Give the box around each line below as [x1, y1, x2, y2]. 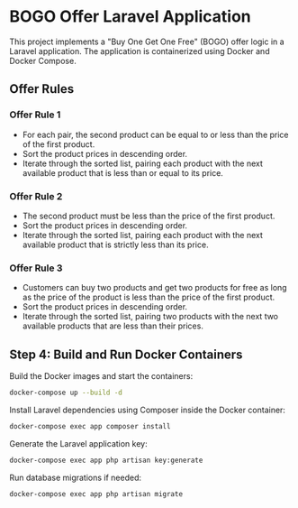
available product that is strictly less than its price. [22, 239, 209, 250]
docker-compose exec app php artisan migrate [9, 489, 183, 498]
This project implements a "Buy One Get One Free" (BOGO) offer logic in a [9, 36, 285, 47]
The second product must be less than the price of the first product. [22, 210, 275, 221]
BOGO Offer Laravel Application [9, 6, 252, 27]
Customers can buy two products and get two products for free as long [22, 282, 287, 293]
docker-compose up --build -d [9, 388, 123, 398]
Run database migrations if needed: [9, 472, 142, 483]
